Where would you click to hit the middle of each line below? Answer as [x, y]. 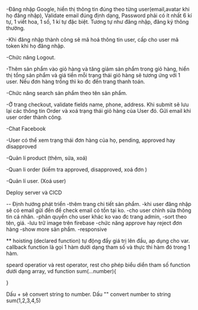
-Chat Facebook [26, 129]
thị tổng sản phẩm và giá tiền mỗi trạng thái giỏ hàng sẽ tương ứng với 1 [93, 75]
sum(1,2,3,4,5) [24, 300]
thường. [16, 28]
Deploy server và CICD [34, 192]
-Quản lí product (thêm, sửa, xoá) [47, 158]
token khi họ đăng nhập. [36, 46]
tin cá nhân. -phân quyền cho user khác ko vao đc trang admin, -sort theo [97, 216]
